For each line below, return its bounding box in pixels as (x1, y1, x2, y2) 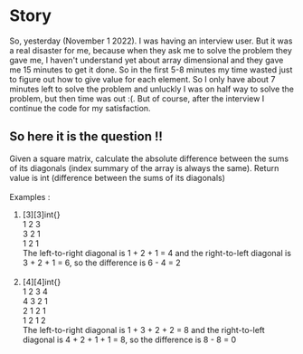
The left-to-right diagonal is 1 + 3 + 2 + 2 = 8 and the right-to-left (22, 324, 265, 335)
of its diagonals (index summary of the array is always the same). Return (9, 162, 279, 173)
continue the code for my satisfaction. (9, 102, 151, 113)
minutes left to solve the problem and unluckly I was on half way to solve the (9, 83, 294, 94)
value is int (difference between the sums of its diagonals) (9, 172, 226, 183)
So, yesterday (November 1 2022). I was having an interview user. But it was (9, 35, 293, 46)
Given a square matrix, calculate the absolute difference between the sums (9, 153, 289, 164)
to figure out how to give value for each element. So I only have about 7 (9, 73, 276, 84)
